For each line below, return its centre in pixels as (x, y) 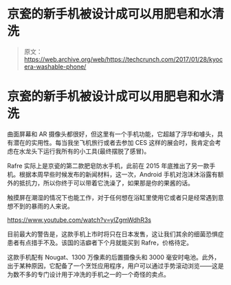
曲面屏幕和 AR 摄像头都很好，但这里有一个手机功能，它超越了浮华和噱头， (112, 134)
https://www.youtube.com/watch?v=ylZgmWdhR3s (79, 220)
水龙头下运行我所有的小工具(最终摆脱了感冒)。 (85, 151)
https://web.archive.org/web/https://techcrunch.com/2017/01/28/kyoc (123, 59)
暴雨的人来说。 (52, 206)
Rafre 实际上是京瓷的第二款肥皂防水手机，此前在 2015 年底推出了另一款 (108, 166)
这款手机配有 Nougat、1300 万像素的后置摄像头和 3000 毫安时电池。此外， (114, 257)
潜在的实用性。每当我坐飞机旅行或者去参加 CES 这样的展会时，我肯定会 (114, 142)
